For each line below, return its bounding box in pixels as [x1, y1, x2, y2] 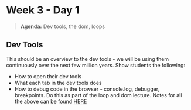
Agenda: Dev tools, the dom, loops [20, 23, 105, 30]
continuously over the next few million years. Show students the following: [6, 61, 186, 68]
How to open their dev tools [14, 73, 82, 80]
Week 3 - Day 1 [6, 4, 80, 17]
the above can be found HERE [14, 98, 87, 105]
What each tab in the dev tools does [14, 79, 102, 86]
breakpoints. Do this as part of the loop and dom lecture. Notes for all [14, 91, 182, 98]
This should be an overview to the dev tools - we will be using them [6, 55, 169, 62]
